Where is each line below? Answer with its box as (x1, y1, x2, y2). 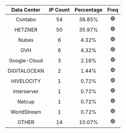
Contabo (15, 16, 36, 23)
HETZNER (14, 26, 38, 33)
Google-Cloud (9, 57, 43, 64)
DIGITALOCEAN (7, 67, 45, 74)
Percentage (74, 6, 103, 13)
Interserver (13, 88, 39, 95)
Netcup (17, 98, 35, 105)
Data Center (11, 6, 41, 13)
